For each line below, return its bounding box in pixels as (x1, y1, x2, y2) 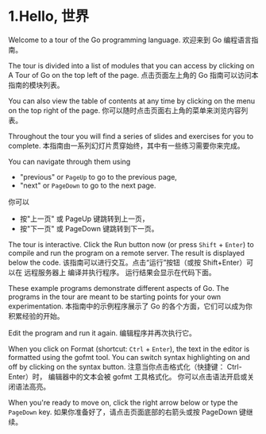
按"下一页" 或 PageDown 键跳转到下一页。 (19, 223, 159, 233)
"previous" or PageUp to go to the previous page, (19, 172, 177, 181)
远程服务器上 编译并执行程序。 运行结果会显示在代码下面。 (23, 267, 216, 277)
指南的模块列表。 (8, 80, 64, 90)
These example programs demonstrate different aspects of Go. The (8, 283, 229, 293)
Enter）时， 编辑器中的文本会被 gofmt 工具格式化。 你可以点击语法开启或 (8, 371, 248, 382)
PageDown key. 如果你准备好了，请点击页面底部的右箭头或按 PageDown (8, 407, 238, 417)
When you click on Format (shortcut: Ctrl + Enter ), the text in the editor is (8, 343, 250, 354)
